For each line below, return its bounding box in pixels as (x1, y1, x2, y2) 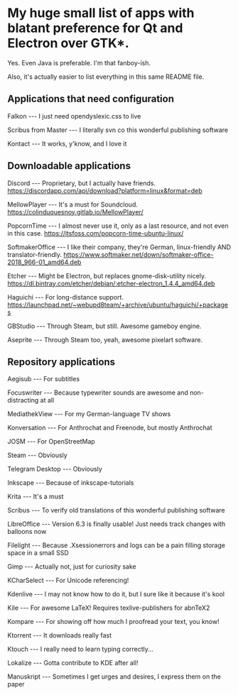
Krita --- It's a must (7, 492, 64, 501)
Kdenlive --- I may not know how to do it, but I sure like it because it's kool (7, 590, 225, 598)
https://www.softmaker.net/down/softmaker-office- (63, 250, 214, 258)
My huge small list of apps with (7, 5, 195, 21)
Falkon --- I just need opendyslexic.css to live (7, 111, 141, 120)
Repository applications (7, 356, 116, 368)
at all (40, 396, 55, 405)
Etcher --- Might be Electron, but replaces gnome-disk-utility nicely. (7, 271, 207, 280)
